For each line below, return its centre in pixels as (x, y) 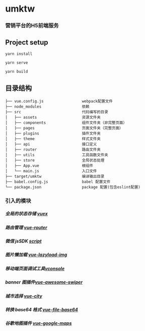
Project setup (27, 42)
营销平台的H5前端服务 (32, 26)
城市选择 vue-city (24, 296)
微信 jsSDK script (23, 241)
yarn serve (17, 63)
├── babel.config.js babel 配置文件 (58, 182)
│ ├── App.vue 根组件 (49, 165)
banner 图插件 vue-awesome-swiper (44, 282)
